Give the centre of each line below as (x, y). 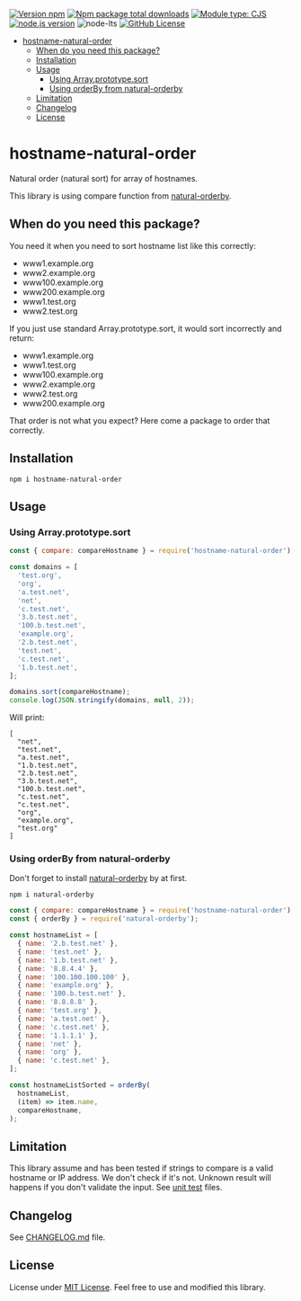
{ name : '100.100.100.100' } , (74, 977)
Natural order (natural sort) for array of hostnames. (104, 178)
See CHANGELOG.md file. (58, 1237)
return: (22, 338)
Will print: (27, 717)
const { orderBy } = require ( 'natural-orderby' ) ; (104, 919)
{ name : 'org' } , (50, 1052)
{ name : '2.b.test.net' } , (68, 944)
